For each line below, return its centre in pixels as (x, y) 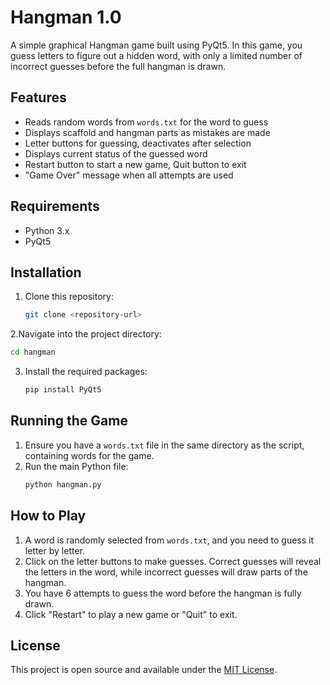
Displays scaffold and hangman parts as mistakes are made (147, 132)
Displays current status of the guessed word (116, 153)
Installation (46, 272)
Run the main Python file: (76, 466)
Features (38, 97)
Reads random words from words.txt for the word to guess (146, 122)
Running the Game (69, 421)
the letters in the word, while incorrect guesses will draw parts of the (166, 572)
